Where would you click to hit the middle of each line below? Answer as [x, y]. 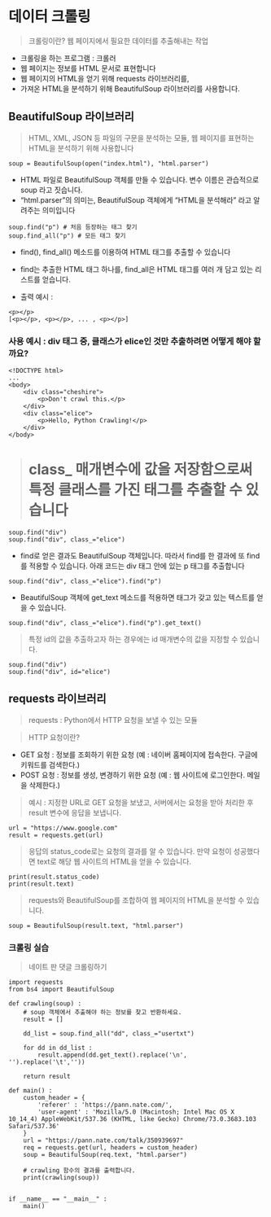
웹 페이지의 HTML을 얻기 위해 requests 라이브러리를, [105, 78]
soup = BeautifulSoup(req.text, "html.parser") [105, 1155]
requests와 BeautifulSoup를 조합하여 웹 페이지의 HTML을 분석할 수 [136, 900]
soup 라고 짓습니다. [51, 190]
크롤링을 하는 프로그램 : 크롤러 [68, 58]
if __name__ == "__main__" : [58, 1199]
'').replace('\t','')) [47, 1062]
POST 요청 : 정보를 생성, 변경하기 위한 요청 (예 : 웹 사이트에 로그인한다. [133, 775]
